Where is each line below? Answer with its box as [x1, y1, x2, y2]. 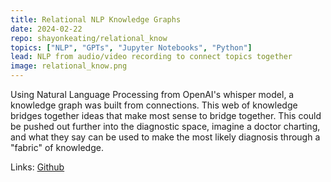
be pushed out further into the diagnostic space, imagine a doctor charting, [10, 121, 321, 132]
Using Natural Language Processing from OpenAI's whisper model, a [10, 89, 295, 100]
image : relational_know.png [10, 61, 128, 71]
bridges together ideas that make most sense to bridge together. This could [10, 110, 322, 121]
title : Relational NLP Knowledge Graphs [10, 14, 182, 25]
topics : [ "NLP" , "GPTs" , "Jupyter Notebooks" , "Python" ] [10, 42, 253, 53]
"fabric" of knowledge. [10, 142, 104, 153]
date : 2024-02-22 [10, 24, 83, 34]
